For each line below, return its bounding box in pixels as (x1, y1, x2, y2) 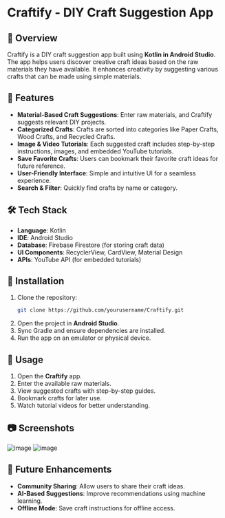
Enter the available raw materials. (17, 380, 112, 388)
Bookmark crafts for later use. (17, 394, 102, 402)
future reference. (17, 162, 66, 170)
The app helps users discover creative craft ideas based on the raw (7, 58, 199, 66)
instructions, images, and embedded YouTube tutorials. (17, 147, 174, 155)
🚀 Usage (7, 354, 43, 365)
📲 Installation (7, 275, 65, 287)
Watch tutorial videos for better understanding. (17, 401, 150, 410)
